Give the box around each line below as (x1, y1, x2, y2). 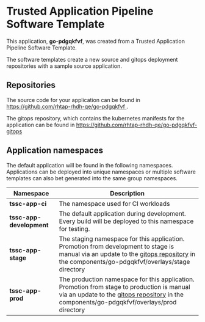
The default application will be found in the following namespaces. (6, 161, 173, 169)
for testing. (59, 224, 90, 233)
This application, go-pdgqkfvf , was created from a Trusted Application (6, 37, 185, 45)
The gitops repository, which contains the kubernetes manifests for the (6, 114, 185, 122)
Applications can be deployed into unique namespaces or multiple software (6, 168, 196, 175)
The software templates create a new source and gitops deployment (6, 56, 178, 63)
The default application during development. (59, 209, 186, 218)
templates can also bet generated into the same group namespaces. (6, 174, 178, 181)
